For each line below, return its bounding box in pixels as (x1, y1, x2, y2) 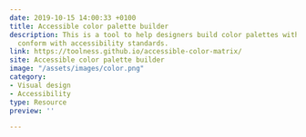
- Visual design (9, 81, 71, 90)
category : (9, 73, 47, 82)
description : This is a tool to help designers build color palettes (9, 30, 280, 39)
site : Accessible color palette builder (9, 55, 166, 64)
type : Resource (9, 97, 67, 107)
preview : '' (9, 106, 55, 115)
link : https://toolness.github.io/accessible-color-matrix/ (9, 47, 243, 56)
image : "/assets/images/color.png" (9, 64, 145, 73)
